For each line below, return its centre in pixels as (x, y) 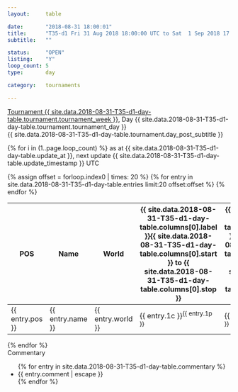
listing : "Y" (31, 60)
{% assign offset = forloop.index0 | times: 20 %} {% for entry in (100, 177)
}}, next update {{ (92, 155)
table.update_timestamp (42, 163)
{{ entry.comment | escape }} (61, 374)
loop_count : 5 (28, 66)
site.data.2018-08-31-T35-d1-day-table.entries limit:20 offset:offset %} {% (116, 184)
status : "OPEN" (36, 53)
